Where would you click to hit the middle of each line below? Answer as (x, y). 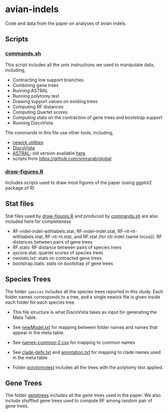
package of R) (20, 188)
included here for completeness (38, 221)
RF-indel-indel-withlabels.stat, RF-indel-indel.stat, (64, 231)
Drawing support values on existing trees (55, 101)
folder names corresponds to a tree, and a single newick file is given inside (83, 297)
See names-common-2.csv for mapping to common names (74, 342)
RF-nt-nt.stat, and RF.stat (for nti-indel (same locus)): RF (104, 237)
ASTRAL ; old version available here (49, 153)
